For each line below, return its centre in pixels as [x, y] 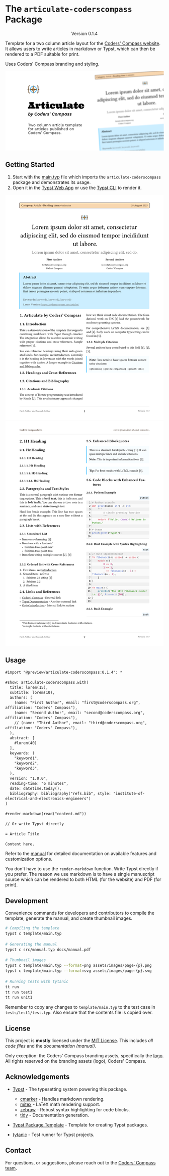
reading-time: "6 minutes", [39, 784]
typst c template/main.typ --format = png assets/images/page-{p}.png [78, 966]
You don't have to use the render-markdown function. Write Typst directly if [82, 869]
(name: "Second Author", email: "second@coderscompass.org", [79, 713]
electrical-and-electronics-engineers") [48, 799]
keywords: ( [22, 754]
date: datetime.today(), [36, 789]
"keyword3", [27, 769]
